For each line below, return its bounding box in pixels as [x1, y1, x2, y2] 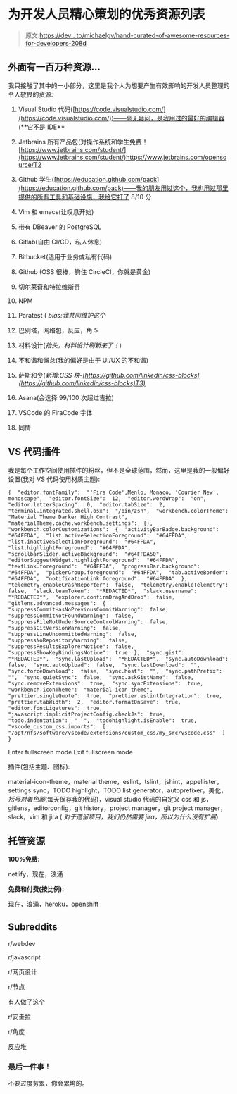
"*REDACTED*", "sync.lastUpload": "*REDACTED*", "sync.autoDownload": [8, 655, 229, 662]
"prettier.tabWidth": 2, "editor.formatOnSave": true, [8, 698, 181, 705]
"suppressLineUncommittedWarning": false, [8, 630, 138, 638]
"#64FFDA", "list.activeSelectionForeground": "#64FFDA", [8, 532, 188, 539]
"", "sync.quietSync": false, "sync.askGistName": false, [8, 673, 194, 680]
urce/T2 [18, 160, 41, 169]
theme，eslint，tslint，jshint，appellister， [98, 777, 223, 785]
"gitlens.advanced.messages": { [8, 599, 106, 607]
